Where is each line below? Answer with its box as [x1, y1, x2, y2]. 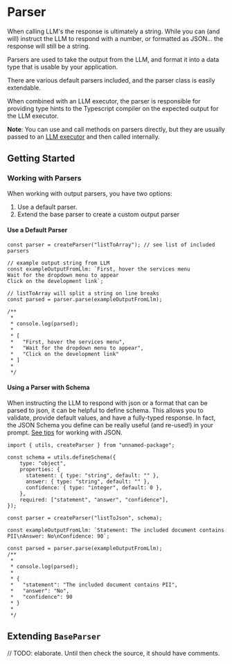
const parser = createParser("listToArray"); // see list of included [7, 241, 215, 248]
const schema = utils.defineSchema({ [7, 454, 116, 461]
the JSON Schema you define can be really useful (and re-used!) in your [7, 421, 213, 429]
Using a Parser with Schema [7, 383, 90, 392]
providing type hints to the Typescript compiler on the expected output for [7, 104, 219, 112]
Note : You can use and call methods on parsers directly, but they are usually [7, 125, 225, 133]
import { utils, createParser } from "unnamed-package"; [7, 442, 175, 449]
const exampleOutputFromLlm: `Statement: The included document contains [7, 527, 225, 534]
